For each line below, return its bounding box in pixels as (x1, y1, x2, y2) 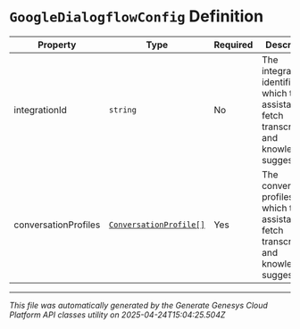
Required (213, 38, 254, 51)
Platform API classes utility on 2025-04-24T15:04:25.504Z (9, 309, 226, 320)
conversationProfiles (13, 218, 101, 231)
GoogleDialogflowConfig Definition (9, 6, 264, 27)
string (108, 104, 137, 115)
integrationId (13, 103, 67, 116)
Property (37, 38, 77, 51)
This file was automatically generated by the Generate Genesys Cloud (9, 300, 268, 310)
